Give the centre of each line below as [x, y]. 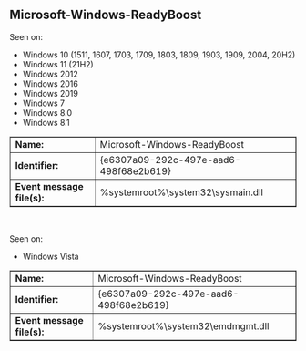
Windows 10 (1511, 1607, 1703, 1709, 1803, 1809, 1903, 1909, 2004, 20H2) [159, 55]
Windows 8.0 [47, 112]
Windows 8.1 [46, 122]
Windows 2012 [51, 74]
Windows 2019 [51, 93]
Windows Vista [51, 256]
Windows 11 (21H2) [58, 64]
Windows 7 [44, 103]
